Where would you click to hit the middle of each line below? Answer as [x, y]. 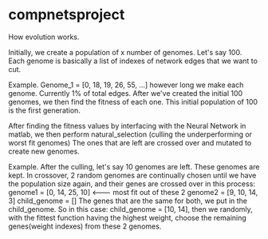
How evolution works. [44, 37]
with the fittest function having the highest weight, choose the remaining [128, 217]
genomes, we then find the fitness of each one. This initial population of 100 [133, 102]
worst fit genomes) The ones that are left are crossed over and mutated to [130, 142]
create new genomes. [44, 151]
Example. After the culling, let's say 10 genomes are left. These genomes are [134, 166]
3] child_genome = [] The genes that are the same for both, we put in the [128, 201]
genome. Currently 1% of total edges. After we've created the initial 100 [126, 93]
